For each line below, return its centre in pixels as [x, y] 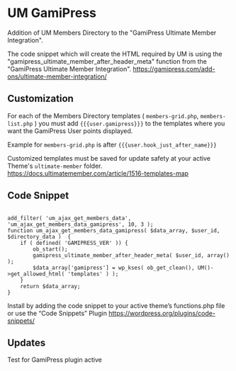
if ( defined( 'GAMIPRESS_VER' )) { [74, 243]
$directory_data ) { [39, 236]
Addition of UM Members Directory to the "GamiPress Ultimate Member [112, 33]
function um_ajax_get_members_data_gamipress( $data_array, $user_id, [114, 230]
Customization [41, 99]
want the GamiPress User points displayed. [70, 131]
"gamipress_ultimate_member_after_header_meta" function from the [107, 61]
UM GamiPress [52, 13]
